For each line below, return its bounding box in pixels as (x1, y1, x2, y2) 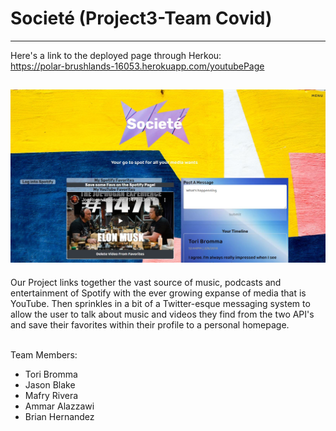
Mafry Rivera (24, 389, 79, 401)
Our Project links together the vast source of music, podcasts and (10, 276, 282, 288)
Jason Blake (24, 378, 76, 391)
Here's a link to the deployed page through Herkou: (10, 49, 222, 61)
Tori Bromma (24, 368, 78, 380)
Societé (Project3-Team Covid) (10, 7, 273, 30)
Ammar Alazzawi (24, 400, 95, 412)
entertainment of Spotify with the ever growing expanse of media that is (10, 287, 307, 299)
